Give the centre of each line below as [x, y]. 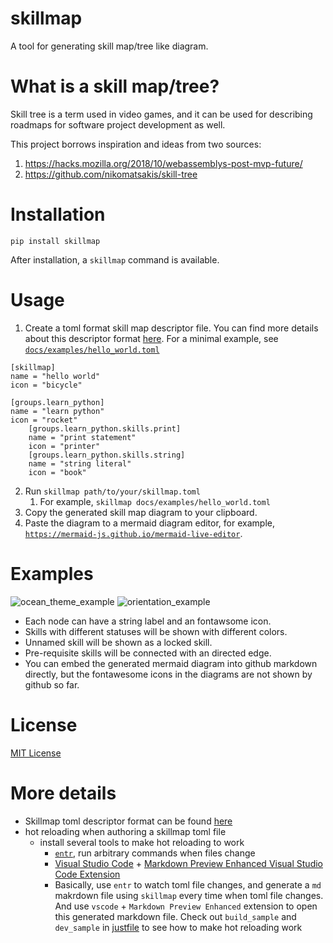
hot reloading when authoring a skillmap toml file [125, 831]
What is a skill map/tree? [115, 86]
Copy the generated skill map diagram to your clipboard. [141, 512]
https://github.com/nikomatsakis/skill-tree [111, 174]
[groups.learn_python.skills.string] [107, 455]
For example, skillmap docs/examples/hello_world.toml [155, 501]
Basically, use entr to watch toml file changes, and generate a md [188, 884]
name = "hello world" [55, 376]
